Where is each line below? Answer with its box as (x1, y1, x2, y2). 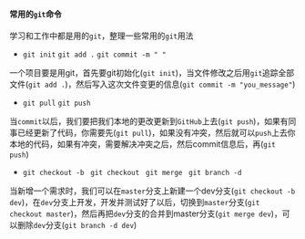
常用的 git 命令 (9, 8, 62, 19)
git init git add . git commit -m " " (22, 50, 167, 59)
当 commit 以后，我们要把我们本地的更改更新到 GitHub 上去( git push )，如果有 (9, 116, 289, 127)
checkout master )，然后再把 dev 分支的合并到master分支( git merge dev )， (9, 208, 282, 219)
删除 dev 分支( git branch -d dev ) (16, 220, 137, 231)
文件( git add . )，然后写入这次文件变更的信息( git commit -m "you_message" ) (9, 78, 296, 90)
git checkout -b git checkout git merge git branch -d (22, 169, 242, 178)
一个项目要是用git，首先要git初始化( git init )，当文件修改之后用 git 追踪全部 (9, 68, 295, 78)
